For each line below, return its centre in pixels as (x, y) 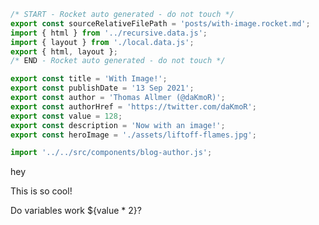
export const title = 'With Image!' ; (89, 79)
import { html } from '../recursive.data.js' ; (109, 33)
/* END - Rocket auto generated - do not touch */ (118, 61)
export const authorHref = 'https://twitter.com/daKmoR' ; (133, 106)
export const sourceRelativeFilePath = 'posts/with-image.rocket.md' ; (160, 23)
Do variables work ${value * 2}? (76, 211)
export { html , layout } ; (64, 51)
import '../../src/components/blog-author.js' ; (111, 153)
